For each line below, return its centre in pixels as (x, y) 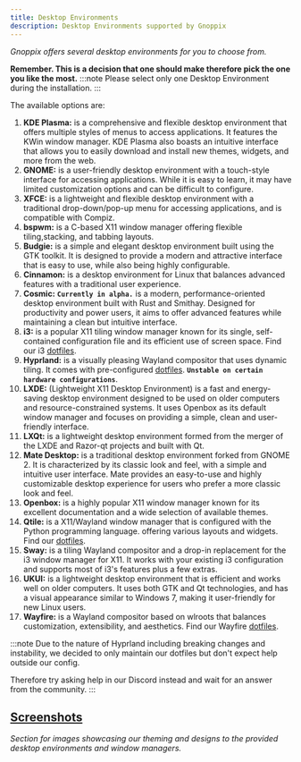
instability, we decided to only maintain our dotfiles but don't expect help (144, 653)
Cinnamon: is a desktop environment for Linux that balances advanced (154, 275)
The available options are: (58, 105)
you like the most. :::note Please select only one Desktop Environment (140, 78)
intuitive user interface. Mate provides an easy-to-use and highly (142, 474)
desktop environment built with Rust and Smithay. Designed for (139, 303)
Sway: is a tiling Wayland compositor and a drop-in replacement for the (155, 550)
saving (35, 398)
